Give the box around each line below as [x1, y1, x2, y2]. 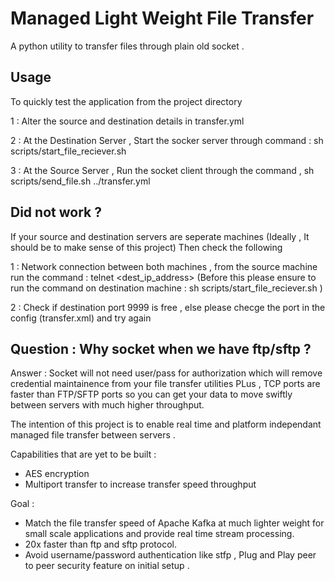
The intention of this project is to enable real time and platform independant [10, 418, 322, 431]
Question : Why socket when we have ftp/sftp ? [10, 340, 312, 357]
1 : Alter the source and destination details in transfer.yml [10, 115, 245, 127]
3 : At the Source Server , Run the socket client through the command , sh [10, 164, 315, 176]
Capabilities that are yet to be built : [10, 448, 157, 461]
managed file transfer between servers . [10, 429, 176, 441]
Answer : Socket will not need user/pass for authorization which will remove [10, 367, 323, 379]
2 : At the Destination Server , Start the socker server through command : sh [10, 134, 324, 146]
